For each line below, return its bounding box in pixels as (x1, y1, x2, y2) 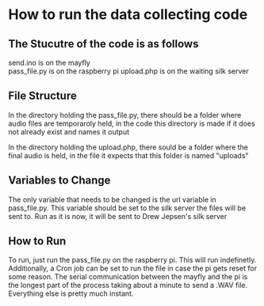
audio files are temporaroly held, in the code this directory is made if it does (8, 119, 255, 128)
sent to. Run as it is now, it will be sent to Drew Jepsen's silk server (8, 211, 228, 221)
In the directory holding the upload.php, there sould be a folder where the (8, 142, 248, 152)
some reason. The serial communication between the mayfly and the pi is (8, 272, 248, 281)
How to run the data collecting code (8, 6, 248, 24)
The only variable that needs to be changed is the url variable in (8, 195, 216, 204)
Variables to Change (8, 174, 111, 187)
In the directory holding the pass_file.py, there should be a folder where (8, 110, 242, 119)
